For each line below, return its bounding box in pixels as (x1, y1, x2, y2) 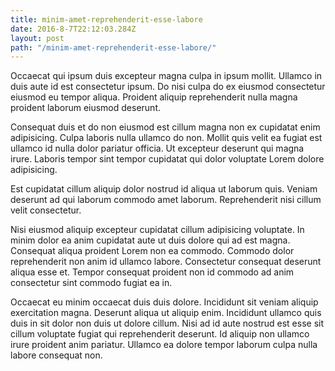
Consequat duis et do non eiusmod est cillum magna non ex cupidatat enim (10, 121, 321, 133)
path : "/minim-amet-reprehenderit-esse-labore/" (10, 42, 217, 53)
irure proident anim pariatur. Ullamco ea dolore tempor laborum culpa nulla (10, 339, 318, 351)
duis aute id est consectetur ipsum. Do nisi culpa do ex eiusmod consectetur (10, 81, 326, 93)
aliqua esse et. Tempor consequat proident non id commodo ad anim (10, 266, 295, 278)
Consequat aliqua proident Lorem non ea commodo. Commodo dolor (10, 245, 295, 257)
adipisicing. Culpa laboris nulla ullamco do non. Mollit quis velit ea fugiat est (10, 132, 323, 144)
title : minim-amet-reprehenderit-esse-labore (10, 14, 203, 25)
